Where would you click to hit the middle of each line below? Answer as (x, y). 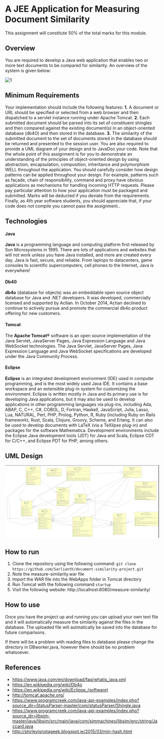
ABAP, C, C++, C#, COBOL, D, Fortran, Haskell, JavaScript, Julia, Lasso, (77, 409)
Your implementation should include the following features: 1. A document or (82, 107)
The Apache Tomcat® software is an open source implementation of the (78, 336)
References (23, 668)
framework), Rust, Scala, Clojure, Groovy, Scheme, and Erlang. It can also (79, 420)
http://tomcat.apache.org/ (38, 695)
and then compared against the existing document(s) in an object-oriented (80, 128)
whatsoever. (17, 652)
